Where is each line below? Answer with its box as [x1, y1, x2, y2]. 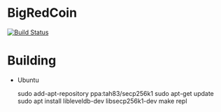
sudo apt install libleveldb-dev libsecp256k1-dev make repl [17, 97, 187, 105]
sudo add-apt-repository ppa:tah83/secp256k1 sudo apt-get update [17, 89, 215, 97]
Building [7, 52, 57, 69]
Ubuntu [17, 76, 40, 84]
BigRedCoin [7, 5, 78, 21]
